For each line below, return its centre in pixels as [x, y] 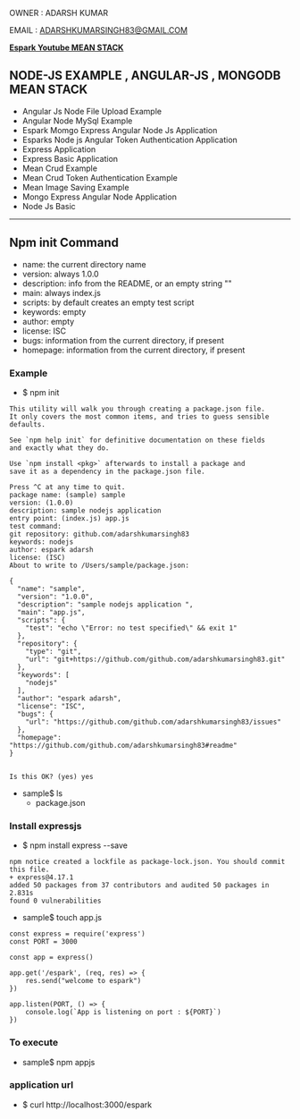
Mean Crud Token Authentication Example [100, 177]
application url [42, 1085]
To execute [34, 1043]
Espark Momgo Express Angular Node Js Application [120, 130]
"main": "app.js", [52, 612]
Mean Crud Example [60, 168]
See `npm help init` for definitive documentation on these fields [137, 440]
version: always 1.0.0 [61, 274]
